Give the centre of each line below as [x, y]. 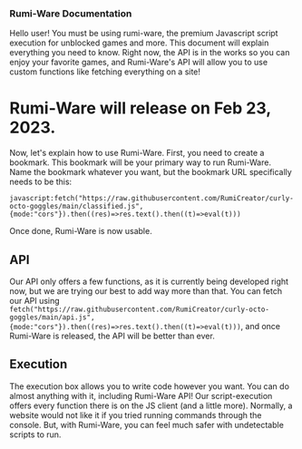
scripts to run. [35, 434]
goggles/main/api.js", [52, 317]
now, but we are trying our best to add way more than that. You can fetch [146, 291]
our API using [35, 301]
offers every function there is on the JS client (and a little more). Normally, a [151, 405]
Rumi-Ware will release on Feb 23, [140, 108]
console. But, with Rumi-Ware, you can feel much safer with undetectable [146, 425]
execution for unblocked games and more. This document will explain [139, 43]
